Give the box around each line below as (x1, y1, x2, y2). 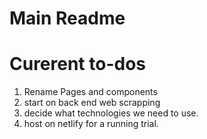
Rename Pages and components (23, 86, 158, 98)
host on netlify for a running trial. (23, 118, 159, 130)
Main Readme (9, 7, 126, 30)
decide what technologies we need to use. (23, 107, 199, 119)
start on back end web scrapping (23, 97, 161, 109)
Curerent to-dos (9, 53, 147, 76)
